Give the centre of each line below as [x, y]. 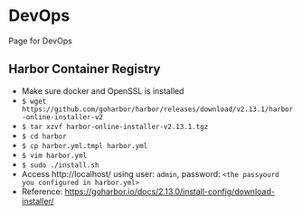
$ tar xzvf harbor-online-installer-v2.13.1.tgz [115, 126]
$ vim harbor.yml [54, 155]
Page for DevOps [41, 41]
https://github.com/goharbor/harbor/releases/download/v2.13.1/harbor [157, 109]
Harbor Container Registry [85, 69]
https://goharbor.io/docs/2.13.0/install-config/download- [170, 192]
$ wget [34, 101]
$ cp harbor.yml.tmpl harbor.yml [85, 145]
